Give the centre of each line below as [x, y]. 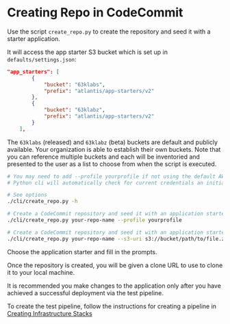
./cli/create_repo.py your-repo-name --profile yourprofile [95, 220]
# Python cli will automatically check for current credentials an [105, 183]
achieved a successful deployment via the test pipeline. [86, 293]
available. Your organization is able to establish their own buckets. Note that [114, 149]
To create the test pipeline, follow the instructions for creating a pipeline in [112, 306]
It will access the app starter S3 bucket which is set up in [87, 52]
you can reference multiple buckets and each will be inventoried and [104, 157]
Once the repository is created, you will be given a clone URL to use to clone [115, 265]
